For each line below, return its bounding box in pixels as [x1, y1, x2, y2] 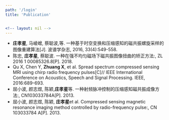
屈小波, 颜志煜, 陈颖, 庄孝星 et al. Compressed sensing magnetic [12, 99, 146, 105]
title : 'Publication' [5, 12, 51, 17]
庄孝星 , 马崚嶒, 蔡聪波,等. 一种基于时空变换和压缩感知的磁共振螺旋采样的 [12, 40, 164, 46]
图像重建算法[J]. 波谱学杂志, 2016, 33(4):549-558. [12, 47, 118, 53]
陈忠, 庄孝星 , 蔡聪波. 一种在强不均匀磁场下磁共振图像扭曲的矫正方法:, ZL [12, 53, 163, 59]
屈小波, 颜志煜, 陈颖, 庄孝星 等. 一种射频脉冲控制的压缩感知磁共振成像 [12, 86, 155, 92]
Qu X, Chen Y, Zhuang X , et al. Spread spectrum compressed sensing [12, 64, 160, 70]
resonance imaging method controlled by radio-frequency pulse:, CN [12, 104, 157, 110]
